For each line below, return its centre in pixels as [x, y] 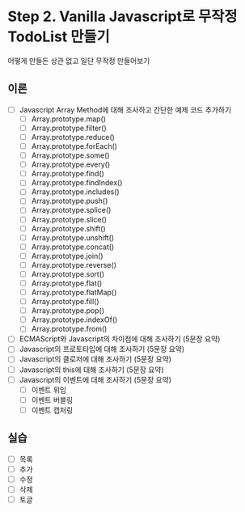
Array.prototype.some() [70, 155]
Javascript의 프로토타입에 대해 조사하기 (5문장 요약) [102, 349]
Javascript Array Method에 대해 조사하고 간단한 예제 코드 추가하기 [125, 109]
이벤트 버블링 [52, 400]
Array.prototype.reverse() [74, 264]
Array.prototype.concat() [73, 247]
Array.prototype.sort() [68, 274]
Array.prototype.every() [71, 165]
